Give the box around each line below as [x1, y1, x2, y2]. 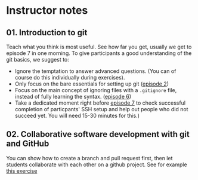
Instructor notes [6, 4, 88, 17]
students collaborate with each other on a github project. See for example [6, 161, 187, 168]
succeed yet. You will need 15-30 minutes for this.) [14, 112, 140, 119]
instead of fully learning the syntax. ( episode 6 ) [14, 93, 132, 100]
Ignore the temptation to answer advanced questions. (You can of [14, 68, 177, 75]
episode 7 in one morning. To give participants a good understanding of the [6, 50, 192, 57]
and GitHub [6, 139, 49, 149]
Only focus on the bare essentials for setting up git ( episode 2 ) [14, 80, 169, 87]
